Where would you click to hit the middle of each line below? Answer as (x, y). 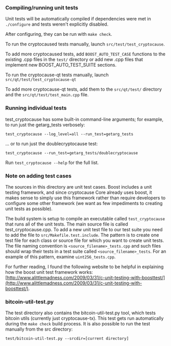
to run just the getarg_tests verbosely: (45, 125)
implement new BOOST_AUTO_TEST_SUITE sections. (61, 65)
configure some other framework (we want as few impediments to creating (84, 203)
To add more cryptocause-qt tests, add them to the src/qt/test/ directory (84, 89)
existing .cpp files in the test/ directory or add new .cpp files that (74, 59)
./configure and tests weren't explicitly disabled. (57, 24)
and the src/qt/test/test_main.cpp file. (47, 95)
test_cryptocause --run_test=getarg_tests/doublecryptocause (72, 153)
